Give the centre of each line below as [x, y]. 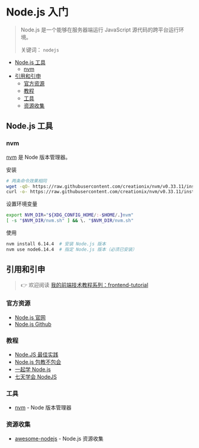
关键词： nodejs [40, 49]
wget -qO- [18, 186]
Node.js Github [33, 324]
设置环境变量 [22, 204]
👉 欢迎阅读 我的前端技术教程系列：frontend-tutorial [84, 284]
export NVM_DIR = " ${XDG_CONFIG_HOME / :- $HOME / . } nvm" [70, 215]
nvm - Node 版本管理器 [43, 408]
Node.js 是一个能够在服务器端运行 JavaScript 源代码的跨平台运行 [100, 30]
